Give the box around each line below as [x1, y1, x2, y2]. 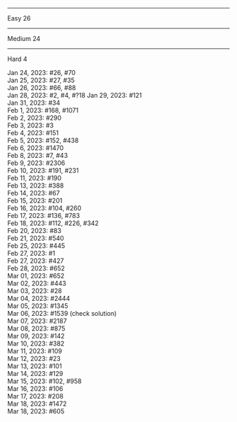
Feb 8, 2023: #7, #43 [7, 152, 68, 159]
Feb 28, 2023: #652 [7, 264, 66, 273]
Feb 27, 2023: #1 [7, 249, 56, 257]
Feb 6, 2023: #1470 [7, 144, 64, 152]
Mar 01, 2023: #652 [7, 272, 65, 280]
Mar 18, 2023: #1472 [7, 399, 67, 408]
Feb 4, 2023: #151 [7, 129, 59, 137]
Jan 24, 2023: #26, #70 [7, 69, 76, 76]
